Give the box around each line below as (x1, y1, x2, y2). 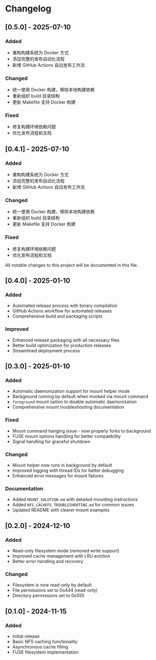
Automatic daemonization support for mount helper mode (12, 388, 130, 394)
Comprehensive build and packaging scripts (12, 313, 103, 319)
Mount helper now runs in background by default (12, 462, 112, 468)
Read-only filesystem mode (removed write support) (12, 548, 120, 553)
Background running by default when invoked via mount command (12, 394, 149, 400)
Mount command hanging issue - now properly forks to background (12, 428, 151, 434)
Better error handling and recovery (12, 558, 83, 564)
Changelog (5, 3, 52, 14)
